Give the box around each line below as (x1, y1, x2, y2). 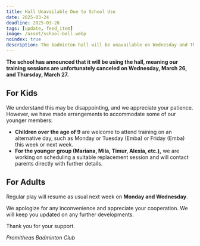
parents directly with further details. (14, 160, 103, 167)
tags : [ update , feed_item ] (6, 25, 73, 32)
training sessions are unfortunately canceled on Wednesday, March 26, (6, 64, 187, 71)
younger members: (6, 117, 53, 124)
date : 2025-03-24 (6, 14, 49, 20)
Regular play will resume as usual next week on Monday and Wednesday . (6, 193, 189, 200)
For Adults (6, 177, 46, 188)
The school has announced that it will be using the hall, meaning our (6, 58, 179, 66)
